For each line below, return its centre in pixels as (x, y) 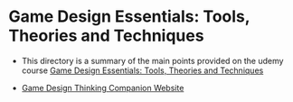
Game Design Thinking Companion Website (103, 88)
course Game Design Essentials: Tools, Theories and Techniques (142, 70)
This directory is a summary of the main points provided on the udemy (152, 60)
